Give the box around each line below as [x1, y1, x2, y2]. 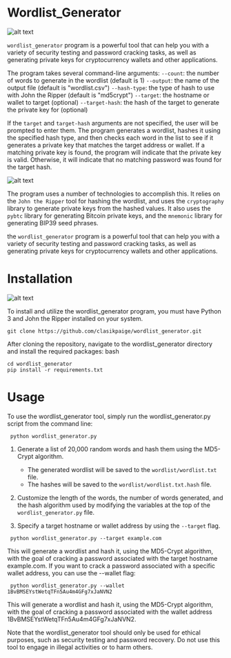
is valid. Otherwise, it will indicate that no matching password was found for [7, 155, 222, 163]
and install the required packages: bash [7, 347, 119, 356]
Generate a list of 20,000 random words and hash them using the [17, 444, 203, 453]
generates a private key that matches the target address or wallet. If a [7, 141, 205, 149]
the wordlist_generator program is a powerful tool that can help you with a [7, 232, 220, 240]
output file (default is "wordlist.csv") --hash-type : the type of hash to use [7, 83, 215, 92]
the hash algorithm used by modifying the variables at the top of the [17, 501, 210, 509]
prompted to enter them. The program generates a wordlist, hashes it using [7, 126, 221, 134]
